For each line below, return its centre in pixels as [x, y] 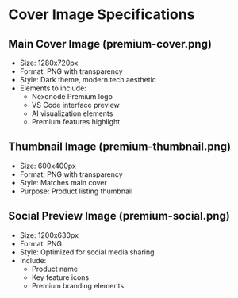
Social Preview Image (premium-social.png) [119, 216]
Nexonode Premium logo [72, 96]
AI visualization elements [72, 113]
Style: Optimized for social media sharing [87, 252]
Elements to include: [53, 88]
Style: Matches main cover [63, 182]
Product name [54, 269]
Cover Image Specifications [102, 15]
